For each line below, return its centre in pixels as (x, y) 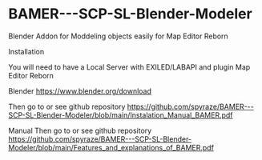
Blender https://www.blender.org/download (80, 91)
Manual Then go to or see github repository (80, 130)
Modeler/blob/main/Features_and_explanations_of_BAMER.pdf (111, 147)
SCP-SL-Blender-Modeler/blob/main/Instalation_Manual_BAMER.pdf (121, 115)
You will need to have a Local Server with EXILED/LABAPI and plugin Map (129, 67)
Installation (26, 51)
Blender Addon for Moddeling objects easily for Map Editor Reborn (118, 36)
